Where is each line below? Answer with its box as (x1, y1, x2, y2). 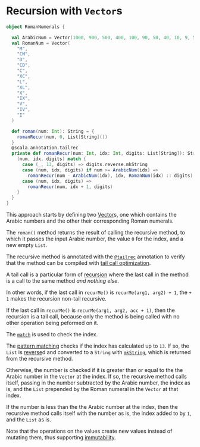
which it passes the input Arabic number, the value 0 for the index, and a (6, 235, 183, 242)
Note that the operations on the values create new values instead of (6, 427, 173, 435)
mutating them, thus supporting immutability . (6, 434, 116, 441)
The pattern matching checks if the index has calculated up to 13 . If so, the (6, 342, 189, 349)
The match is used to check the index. (6, 331, 98, 338)
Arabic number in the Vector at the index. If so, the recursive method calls (6, 373, 187, 380)
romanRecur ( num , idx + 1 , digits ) (27, 183, 113, 190)
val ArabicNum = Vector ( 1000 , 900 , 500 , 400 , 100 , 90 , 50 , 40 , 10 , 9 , (11, 35, 190, 40)
